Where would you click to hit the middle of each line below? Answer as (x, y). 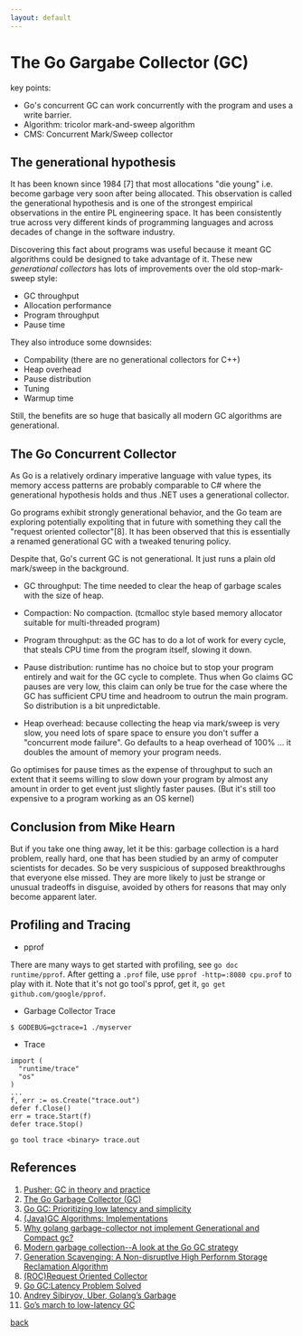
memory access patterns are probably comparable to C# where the (136, 486)
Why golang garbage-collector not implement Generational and (142, 1227)
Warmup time (48, 398)
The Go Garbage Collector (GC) (82, 1199)
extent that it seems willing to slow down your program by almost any (140, 780)
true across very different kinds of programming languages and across (142, 223)
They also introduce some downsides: (81, 342)
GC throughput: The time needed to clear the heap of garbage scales (152, 586)
